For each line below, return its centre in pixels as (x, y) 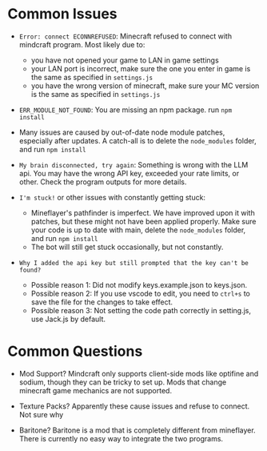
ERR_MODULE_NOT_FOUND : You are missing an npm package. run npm (126, 110)
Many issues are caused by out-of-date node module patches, (122, 132)
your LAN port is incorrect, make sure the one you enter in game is (141, 68)
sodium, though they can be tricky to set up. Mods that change (123, 382)
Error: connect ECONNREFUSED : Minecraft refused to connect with (126, 36)
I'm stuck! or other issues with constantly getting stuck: (112, 197)
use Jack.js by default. (68, 319)
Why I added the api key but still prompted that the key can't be (133, 263)
